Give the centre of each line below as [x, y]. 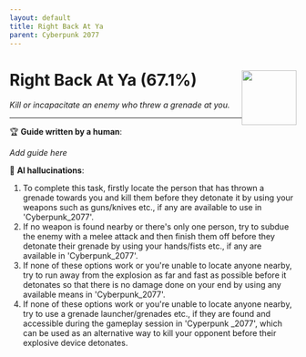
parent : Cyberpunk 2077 [55, 35]
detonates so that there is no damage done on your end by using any [152, 285]
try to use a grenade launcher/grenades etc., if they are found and [147, 314]
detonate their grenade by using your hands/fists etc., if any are [142, 246]
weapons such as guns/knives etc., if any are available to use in [142, 208]
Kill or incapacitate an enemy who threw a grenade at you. [120, 105]
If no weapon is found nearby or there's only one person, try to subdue [156, 227]
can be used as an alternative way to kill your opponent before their [149, 333]
